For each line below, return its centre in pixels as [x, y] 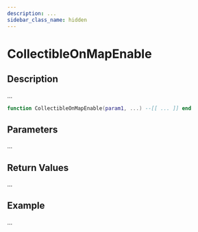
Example [26, 206]
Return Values [38, 168]
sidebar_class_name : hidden [47, 20]
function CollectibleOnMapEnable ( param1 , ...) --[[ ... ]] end [99, 108]
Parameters [33, 129]
